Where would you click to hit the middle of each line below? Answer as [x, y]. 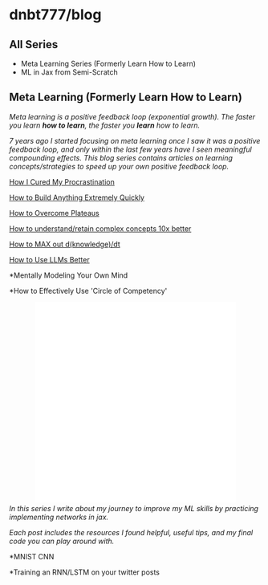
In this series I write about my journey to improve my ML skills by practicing [134, 508]
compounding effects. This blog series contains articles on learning [121, 157]
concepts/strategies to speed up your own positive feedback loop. [119, 166]
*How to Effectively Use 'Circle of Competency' [88, 290]
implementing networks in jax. [59, 517]
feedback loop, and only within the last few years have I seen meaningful [130, 149]
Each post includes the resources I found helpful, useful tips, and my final [131, 532]
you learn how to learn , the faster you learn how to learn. [105, 125]
